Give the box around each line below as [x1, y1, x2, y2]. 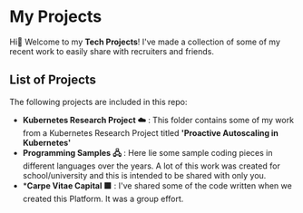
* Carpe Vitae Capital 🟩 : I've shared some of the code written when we [22, 179, 292, 191]
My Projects [9, 6, 103, 27]
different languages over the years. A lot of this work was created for [22, 160, 281, 171]
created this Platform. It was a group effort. [22, 193, 184, 204]
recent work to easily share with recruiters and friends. [9, 45, 215, 56]
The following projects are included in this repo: [9, 96, 188, 107]
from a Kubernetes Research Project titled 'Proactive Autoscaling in [22, 127, 279, 138]
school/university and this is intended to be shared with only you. [22, 169, 267, 180]
